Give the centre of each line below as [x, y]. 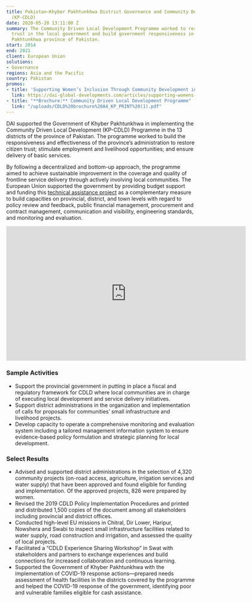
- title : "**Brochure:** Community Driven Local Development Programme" [99, 101]
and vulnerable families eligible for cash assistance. [78, 592]
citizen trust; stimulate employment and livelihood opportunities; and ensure [100, 149]
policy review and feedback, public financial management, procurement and [100, 205]
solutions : [20, 62]
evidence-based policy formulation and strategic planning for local [97, 437]
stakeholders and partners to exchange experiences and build [91, 555]
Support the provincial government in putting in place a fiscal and [95, 386]
